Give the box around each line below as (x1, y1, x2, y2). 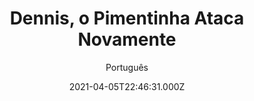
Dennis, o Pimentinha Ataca (9, 7, 245, 30)
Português (105, 61, 149, 73)
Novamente (77, 28, 177, 51)
